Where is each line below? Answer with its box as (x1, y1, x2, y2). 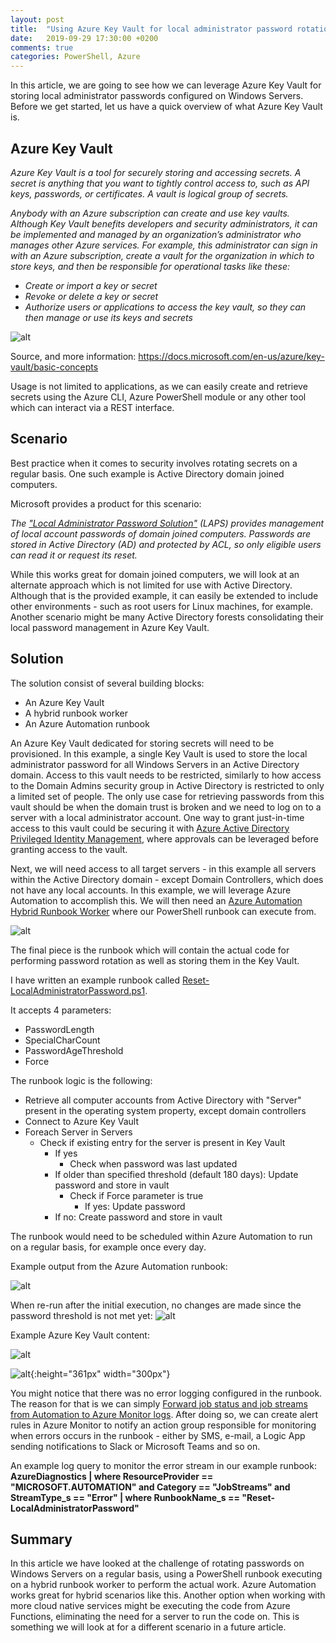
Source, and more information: (10, 350, 137, 362)
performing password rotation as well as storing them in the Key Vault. (10, 954, 300, 966)
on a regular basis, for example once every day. (10, 1241, 207, 1253)
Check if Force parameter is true (69, 1189, 204, 1201)
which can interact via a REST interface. (10, 401, 175, 413)
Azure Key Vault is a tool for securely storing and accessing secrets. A (10, 166, 302, 178)
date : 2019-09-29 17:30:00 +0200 (10, 33, 159, 43)
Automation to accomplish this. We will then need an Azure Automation (10, 894, 303, 906)
